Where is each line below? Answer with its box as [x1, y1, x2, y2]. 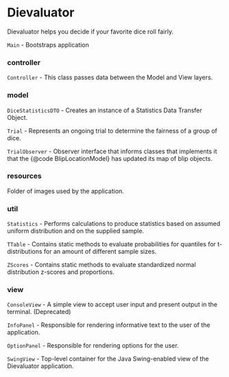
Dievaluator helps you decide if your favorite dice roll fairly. [7, 27, 173, 36]
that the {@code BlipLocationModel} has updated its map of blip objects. [7, 154, 213, 162]
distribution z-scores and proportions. [7, 268, 114, 276]
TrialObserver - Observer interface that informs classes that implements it [7, 147, 217, 155]
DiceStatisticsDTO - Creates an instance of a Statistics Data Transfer [7, 106, 202, 114]
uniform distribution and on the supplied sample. [7, 227, 145, 235]
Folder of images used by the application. [7, 187, 125, 195]
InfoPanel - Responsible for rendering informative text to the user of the [7, 321, 210, 329]
